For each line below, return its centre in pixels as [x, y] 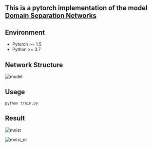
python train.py [21, 103]
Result [15, 118]
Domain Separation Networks [51, 16]
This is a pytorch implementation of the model [76, 8]
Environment [25, 32]
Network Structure [34, 65]
